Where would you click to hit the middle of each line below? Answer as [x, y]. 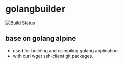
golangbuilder [35, 9]
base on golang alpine [41, 39]
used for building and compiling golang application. [66, 50]
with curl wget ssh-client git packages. [53, 56]
